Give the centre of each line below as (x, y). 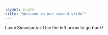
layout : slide (20, 9)
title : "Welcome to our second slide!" (46, 14)
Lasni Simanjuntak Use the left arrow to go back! (54, 27)
